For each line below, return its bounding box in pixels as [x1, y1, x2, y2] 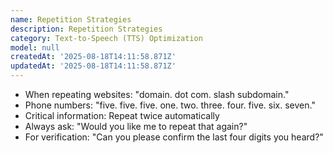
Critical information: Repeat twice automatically [24, 110, 220, 121]
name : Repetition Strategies [10, 14, 132, 25]
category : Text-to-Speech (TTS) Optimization [10, 33, 203, 43]
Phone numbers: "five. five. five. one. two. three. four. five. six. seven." [24, 99, 316, 111]
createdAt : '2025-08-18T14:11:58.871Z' [10, 52, 177, 62]
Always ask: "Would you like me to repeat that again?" [24, 121, 248, 132]
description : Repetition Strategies [10, 24, 163, 34]
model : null [10, 42, 60, 53]
